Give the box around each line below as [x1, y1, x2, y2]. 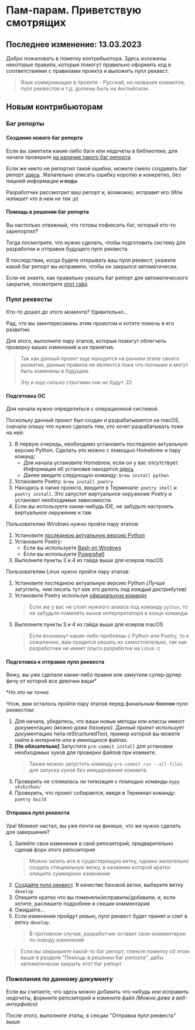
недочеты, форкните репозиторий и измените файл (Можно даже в [6, 994, 175, 1001]
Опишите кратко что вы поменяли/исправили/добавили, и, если [14, 893, 176, 901]
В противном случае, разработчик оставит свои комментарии [29, 930, 186, 937]
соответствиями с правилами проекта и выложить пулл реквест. [6, 67, 169, 74]
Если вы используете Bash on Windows [23, 544, 122, 552]
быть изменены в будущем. [20, 367, 90, 374]
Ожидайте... [14, 906, 45, 913]
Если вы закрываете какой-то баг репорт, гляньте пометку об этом [20, 947, 190, 954]
